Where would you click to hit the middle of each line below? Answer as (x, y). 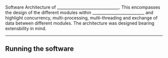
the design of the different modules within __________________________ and (79, 12)
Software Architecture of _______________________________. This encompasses (83, 7)
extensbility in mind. (26, 28)
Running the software (39, 49)
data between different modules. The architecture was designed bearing (80, 23)
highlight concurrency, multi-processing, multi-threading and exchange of (81, 18)
